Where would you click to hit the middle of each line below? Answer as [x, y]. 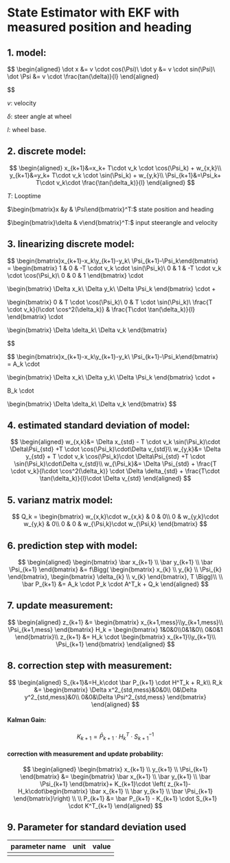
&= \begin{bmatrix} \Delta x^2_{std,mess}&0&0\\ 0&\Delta [115, 690]
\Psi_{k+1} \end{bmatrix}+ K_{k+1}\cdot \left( [103, 784]
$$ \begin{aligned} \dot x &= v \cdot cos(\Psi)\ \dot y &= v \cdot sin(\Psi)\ [111, 69]
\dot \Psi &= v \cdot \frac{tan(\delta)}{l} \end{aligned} [83, 76]
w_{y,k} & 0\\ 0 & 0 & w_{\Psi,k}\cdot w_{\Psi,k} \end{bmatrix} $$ [115, 524]
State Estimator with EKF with [93, 13]
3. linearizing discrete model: [71, 244]
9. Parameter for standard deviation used [97, 827]
